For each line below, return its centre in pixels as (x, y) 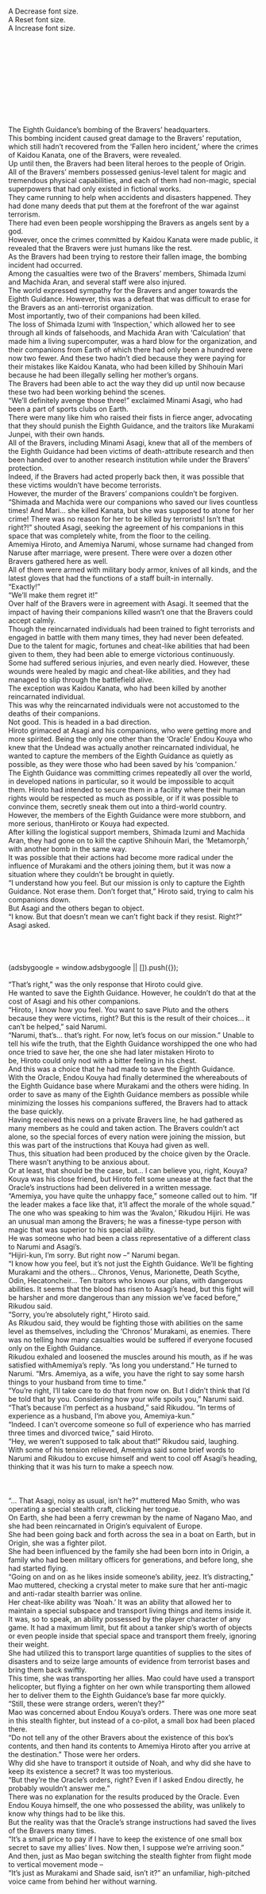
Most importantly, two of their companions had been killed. (104, 316)
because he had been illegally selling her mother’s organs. (103, 375)
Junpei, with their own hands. (57, 434)
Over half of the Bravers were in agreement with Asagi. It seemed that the (129, 603)
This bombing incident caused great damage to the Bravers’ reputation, (125, 138)
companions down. (40, 900)
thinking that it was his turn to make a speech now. (91, 1467)
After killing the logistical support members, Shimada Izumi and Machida (127, 832)
